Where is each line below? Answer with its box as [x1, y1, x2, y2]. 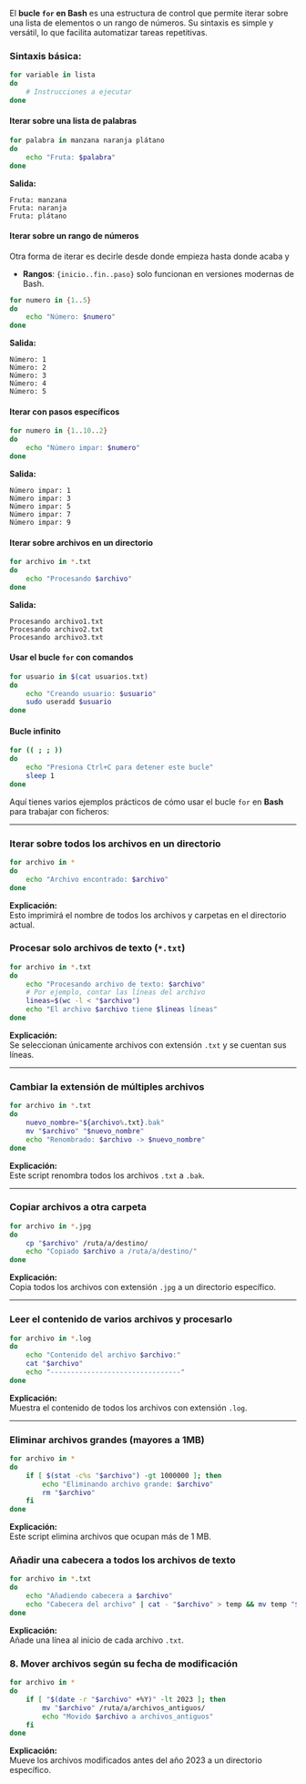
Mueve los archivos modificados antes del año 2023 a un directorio [9, 1755, 262, 1766]
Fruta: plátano [9, 211, 67, 220]
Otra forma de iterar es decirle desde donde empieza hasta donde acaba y [9, 251, 290, 261]
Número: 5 [9, 387, 47, 396]
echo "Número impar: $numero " [25, 444, 141, 453]
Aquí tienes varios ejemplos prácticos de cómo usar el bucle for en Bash [9, 796, 284, 807]
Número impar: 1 [9, 486, 71, 495]
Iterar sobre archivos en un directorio [9, 537, 153, 548]
